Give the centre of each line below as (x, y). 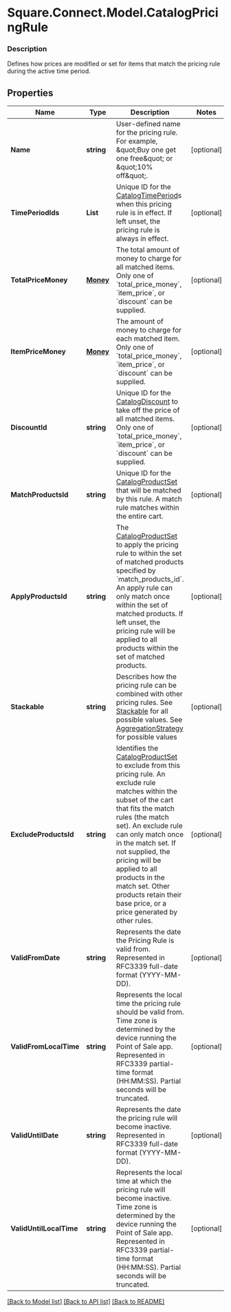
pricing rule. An (141, 774)
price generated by (146, 912)
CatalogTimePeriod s (149, 196)
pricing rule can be (146, 686)
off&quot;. (132, 176)
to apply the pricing (147, 545)
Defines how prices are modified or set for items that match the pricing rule (114, 64)
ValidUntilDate (35, 1135)
